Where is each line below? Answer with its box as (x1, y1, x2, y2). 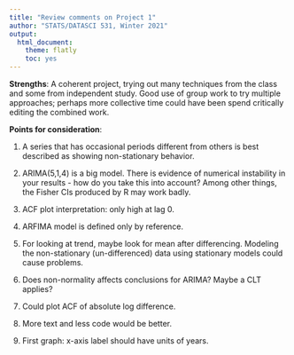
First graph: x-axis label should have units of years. (21, 335, 210, 346)
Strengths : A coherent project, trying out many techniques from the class (9, 79, 277, 89)
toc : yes (25, 54, 58, 63)
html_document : (17, 37, 73, 47)
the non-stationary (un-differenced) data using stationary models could (21, 248, 283, 258)
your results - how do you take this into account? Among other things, (21, 177, 277, 187)
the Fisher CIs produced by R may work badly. (21, 187, 191, 197)
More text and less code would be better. (21, 319, 173, 328)
